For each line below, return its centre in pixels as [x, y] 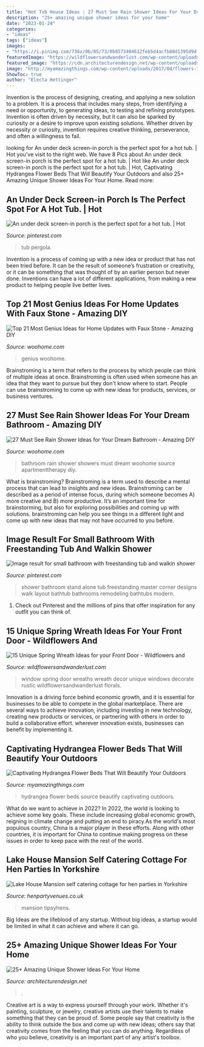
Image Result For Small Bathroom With [80, 539]
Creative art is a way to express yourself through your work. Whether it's [97, 1005]
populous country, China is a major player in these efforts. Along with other [100, 828]
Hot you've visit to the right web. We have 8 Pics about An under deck [94, 154]
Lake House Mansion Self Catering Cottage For [97, 860]
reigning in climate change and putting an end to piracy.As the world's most [101, 821]
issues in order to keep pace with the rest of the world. [75, 841]
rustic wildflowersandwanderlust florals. [71, 686]
